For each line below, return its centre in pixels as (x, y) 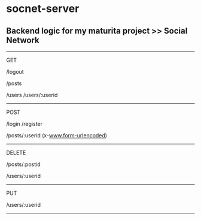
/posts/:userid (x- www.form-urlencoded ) (57, 135)
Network (23, 40)
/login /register (25, 124)
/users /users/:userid (32, 95)
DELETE (16, 153)
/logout (15, 72)
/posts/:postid (23, 164)
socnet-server (43, 9)
